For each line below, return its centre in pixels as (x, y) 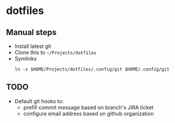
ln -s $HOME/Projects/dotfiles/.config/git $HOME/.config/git (92, 69)
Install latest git (33, 46)
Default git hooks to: (39, 101)
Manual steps (31, 32)
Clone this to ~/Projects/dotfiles (55, 52)
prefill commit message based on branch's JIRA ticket (88, 107)
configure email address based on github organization (88, 113)
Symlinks (25, 59)
